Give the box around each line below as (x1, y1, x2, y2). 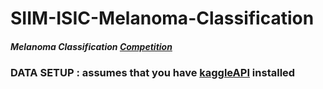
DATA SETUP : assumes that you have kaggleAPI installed (10, 66, 296, 80)
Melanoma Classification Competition (10, 40, 173, 52)
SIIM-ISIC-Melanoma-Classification (10, 7, 315, 30)
